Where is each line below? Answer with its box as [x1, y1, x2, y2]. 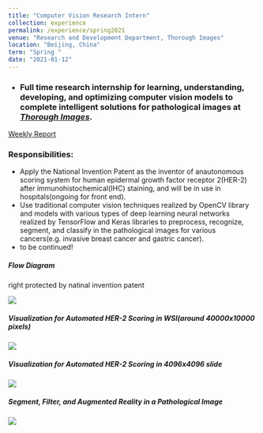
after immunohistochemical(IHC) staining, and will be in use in [19, 183, 221, 194]
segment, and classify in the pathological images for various [19, 226, 216, 235]
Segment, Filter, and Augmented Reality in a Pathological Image [8, 397, 224, 406]
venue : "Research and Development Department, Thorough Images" [8, 33, 224, 42]
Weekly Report [8, 130, 57, 139]
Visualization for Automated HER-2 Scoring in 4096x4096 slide [8, 360, 223, 368]
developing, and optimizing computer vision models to [19, 92, 234, 103]
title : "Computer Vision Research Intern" [8, 11, 150, 20]
